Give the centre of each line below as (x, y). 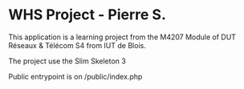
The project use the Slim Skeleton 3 (67, 61)
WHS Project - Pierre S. (87, 15)
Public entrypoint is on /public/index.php (75, 76)
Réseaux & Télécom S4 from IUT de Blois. (77, 45)
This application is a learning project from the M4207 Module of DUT (122, 37)
